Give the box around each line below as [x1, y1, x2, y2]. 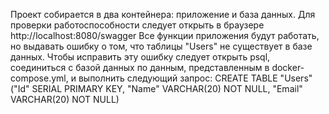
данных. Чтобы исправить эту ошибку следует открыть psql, [10, 51, 271, 63]
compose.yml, [10, 72, 69, 84]
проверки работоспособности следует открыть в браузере [10, 19, 265, 31]
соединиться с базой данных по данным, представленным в [10, 62, 270, 73]
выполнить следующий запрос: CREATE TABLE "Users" [78, 72, 313, 84]
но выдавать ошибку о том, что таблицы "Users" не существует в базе [10, 40, 313, 52]
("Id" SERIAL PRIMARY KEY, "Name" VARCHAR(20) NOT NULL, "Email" [10, 83, 303, 94]
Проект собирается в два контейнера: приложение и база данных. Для [10, 9, 316, 20]
